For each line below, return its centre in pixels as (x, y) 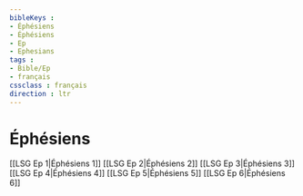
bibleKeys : (32, 18)
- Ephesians (32, 52)
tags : (22, 60)
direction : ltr (40, 93)
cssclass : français (49, 85)
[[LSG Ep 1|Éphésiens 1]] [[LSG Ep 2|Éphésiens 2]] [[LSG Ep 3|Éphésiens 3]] (152, 163)
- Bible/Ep (30, 69)
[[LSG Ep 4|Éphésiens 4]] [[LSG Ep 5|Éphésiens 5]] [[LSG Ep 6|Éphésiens (147, 173)
